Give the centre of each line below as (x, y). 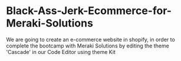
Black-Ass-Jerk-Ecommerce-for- (89, 11)
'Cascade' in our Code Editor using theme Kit (61, 52)
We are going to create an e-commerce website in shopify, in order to (90, 39)
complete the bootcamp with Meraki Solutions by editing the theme (88, 46)
